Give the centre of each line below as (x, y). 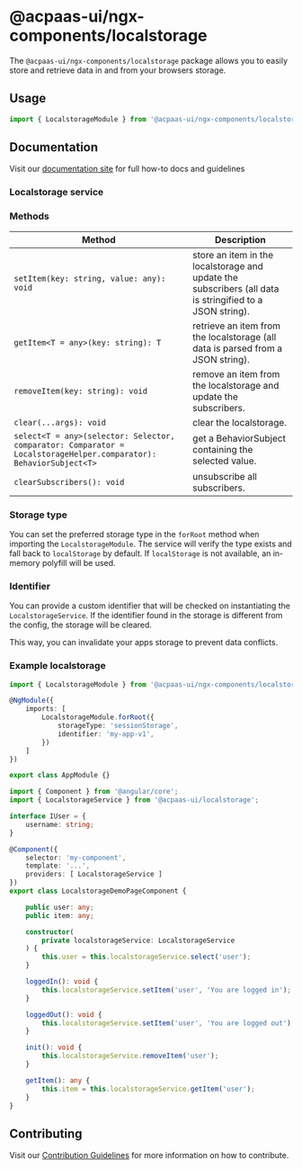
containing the (223, 449)
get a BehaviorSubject (239, 438)
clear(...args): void (60, 422)
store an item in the (233, 255)
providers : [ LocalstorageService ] (94, 875)
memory (25, 562)
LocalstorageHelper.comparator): (85, 454)
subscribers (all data (236, 288)
